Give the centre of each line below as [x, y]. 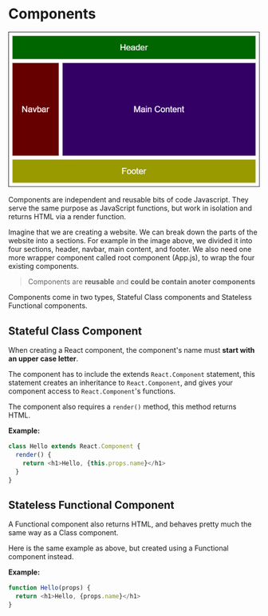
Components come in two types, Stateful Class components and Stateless [130, 298]
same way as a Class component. [63, 533]
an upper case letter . [43, 359]
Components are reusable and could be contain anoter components [142, 282]
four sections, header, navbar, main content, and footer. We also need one [130, 250]
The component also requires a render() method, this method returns [122, 407]
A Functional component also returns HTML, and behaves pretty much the [130, 524]
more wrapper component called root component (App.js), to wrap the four [132, 258]
